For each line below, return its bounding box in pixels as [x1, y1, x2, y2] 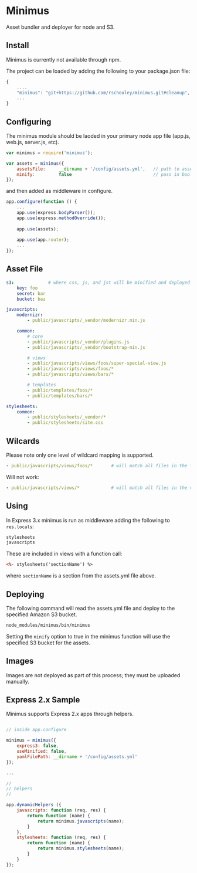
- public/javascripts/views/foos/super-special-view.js [27, 361, 167, 366]
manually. [6, 678, 29, 685]
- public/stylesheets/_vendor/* [27, 415, 107, 420]
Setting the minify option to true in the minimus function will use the [6, 633, 171, 640]
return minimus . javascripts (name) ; [37, 818, 125, 824]
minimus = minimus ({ [6, 738, 57, 743]
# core [27, 333, 43, 339]
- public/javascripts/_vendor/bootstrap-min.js [27, 344, 145, 350]
